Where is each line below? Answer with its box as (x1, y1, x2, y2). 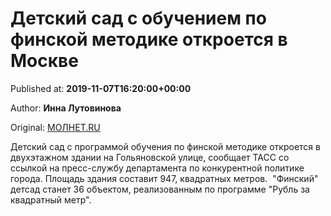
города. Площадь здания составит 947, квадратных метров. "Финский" (10, 172, 319, 184)
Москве (10, 50, 79, 72)
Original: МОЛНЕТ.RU (10, 121, 101, 133)
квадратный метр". (10, 193, 92, 206)
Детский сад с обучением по (10, 7, 267, 30)
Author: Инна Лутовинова (10, 102, 122, 114)
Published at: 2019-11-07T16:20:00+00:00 (10, 82, 192, 94)
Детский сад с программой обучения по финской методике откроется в (10, 140, 321, 152)
